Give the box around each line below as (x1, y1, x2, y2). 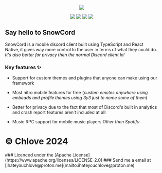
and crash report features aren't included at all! (12, 110, 107, 115)
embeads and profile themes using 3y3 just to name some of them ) (12, 95, 147, 101)
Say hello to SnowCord (5, 28, 75, 37)
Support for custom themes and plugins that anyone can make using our (12, 75, 158, 81)
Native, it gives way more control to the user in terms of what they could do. (5, 46, 157, 52)
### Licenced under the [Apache (5, 152, 72, 158)
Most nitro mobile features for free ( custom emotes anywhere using (12, 90, 148, 96)
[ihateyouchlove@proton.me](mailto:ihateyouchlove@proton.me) (5, 162, 135, 168)
